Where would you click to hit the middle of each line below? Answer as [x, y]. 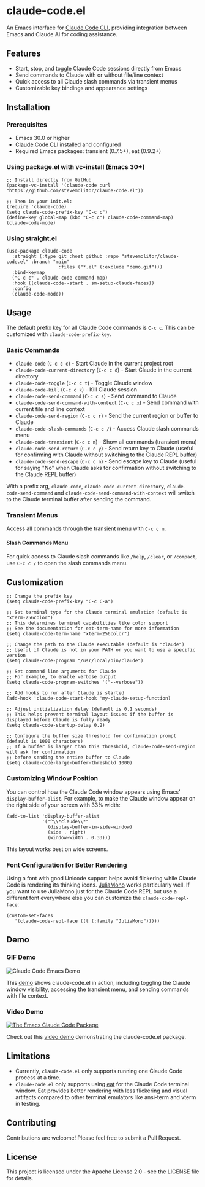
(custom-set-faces [30, 916]
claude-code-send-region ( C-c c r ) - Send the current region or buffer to [107, 416]
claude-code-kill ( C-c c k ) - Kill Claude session [76, 390]
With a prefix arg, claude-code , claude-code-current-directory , [86, 487]
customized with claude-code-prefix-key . [59, 334]
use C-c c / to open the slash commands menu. [67, 563]
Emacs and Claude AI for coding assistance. [62, 34]
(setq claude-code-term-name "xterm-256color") [68, 634]
